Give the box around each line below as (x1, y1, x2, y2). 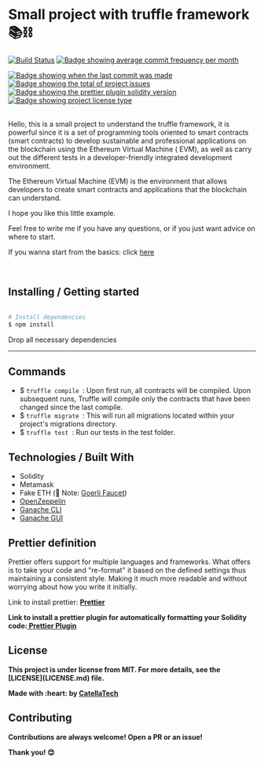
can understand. (8, 193, 61, 202)
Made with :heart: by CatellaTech (8, 688, 119, 698)
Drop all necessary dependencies (8, 335, 117, 344)
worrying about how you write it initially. (8, 581, 137, 592)
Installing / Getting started (8, 285, 140, 299)
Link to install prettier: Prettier (8, 597, 105, 607)
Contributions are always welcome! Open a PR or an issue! (8, 732, 203, 741)
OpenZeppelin (19, 496, 66, 506)
